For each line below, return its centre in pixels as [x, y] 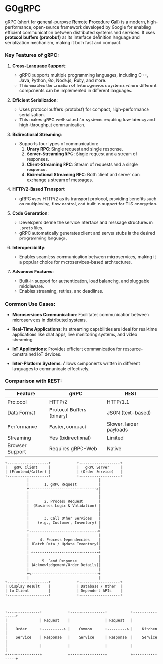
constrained [24, 354]
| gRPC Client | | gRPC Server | [64, 467]
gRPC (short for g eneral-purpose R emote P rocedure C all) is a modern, [76, 22]
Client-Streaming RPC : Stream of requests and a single [82, 164]
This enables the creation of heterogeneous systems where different [88, 85]
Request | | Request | [89, 620]
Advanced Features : [33, 272]
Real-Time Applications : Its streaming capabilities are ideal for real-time [84, 329]
